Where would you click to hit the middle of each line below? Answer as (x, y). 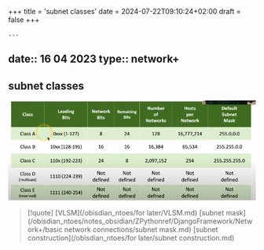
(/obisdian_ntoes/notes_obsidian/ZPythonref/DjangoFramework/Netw (140, 221)
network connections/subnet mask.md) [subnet (141, 230)
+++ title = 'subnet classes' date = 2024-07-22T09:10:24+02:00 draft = (125, 11)
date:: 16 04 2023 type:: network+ (94, 59)
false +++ (24, 20)
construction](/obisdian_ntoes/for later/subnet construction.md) (131, 238)
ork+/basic (45, 230)
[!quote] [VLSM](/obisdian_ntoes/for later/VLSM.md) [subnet (126, 213)
